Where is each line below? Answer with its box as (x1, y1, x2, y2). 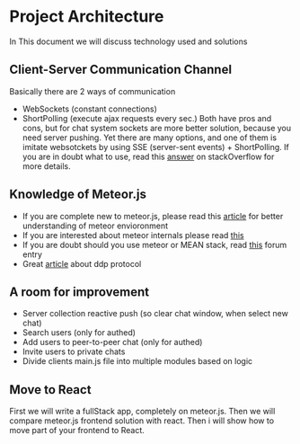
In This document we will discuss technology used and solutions (9, 36, 248, 47)
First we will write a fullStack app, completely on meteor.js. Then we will (9, 406, 276, 417)
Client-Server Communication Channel (9, 62, 232, 77)
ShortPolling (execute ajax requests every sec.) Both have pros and (22, 112, 272, 123)
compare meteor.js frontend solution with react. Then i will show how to (9, 415, 275, 426)
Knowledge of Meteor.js (9, 187, 146, 202)
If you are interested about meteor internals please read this (22, 229, 244, 240)
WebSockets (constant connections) (22, 103, 157, 114)
